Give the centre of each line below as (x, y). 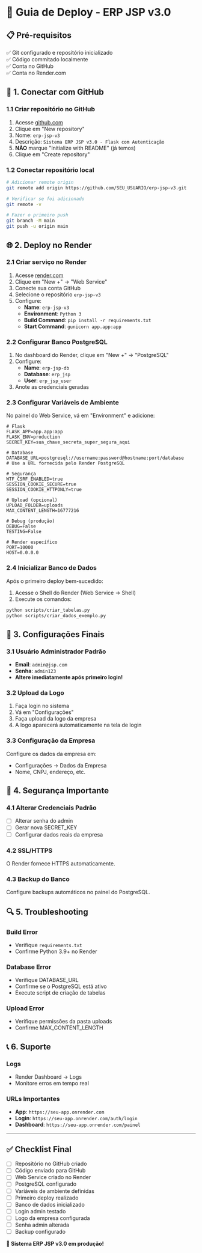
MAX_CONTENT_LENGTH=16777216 (43, 511)
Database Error (29, 967)
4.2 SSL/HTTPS (29, 850)
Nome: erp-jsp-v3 (37, 135)
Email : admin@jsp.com (41, 665)
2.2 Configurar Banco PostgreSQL (57, 342)
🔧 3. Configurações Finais (55, 634)
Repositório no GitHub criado (51, 1164)
